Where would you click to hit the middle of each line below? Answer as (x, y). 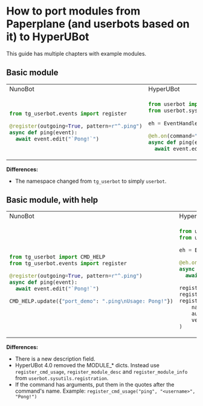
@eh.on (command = (172, 136)
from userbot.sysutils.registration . (62, 378)
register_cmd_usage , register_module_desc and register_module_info (101, 372)
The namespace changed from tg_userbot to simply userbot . (91, 181)
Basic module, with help (52, 200)
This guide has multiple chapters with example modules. (76, 53)
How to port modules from (73, 11)
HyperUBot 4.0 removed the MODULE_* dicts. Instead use (87, 365)
